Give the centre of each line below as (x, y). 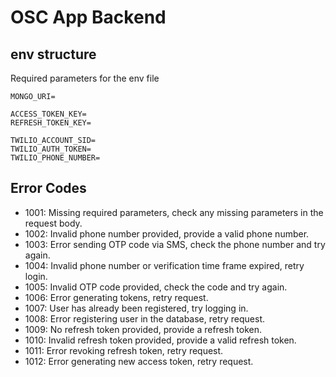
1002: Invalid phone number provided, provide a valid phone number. (167, 233)
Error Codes (48, 188)
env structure (53, 54)
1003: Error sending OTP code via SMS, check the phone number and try (175, 244)
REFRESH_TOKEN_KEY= (51, 123)
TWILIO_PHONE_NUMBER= (55, 158)
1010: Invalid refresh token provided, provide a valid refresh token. (160, 340)
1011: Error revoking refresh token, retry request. (124, 350)
